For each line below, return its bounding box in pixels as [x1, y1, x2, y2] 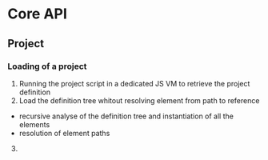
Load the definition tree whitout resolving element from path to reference [18, 95, 260, 105]
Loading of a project [7, 61, 87, 72]
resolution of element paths [18, 128, 110, 138]
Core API [7, 5, 67, 23]
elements [18, 119, 50, 129]
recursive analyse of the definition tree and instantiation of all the [18, 111, 234, 121]
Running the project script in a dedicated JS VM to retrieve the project [18, 78, 250, 88]
